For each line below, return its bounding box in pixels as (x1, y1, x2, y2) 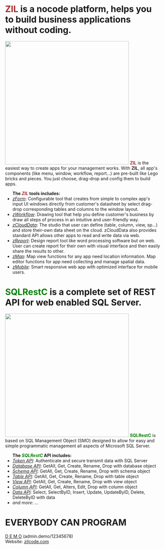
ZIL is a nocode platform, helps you (5, 3, 152, 15)
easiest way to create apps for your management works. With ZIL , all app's (5, 165, 158, 171)
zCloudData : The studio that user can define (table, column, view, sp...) (12, 222, 158, 228)
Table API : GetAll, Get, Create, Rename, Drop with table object (12, 473, 139, 479)
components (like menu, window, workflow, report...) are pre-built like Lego (5, 170, 158, 176)
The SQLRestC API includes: (12, 452, 72, 458)
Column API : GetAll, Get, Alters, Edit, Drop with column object (12, 484, 138, 490)
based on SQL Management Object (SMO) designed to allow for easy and (5, 437, 155, 443)
